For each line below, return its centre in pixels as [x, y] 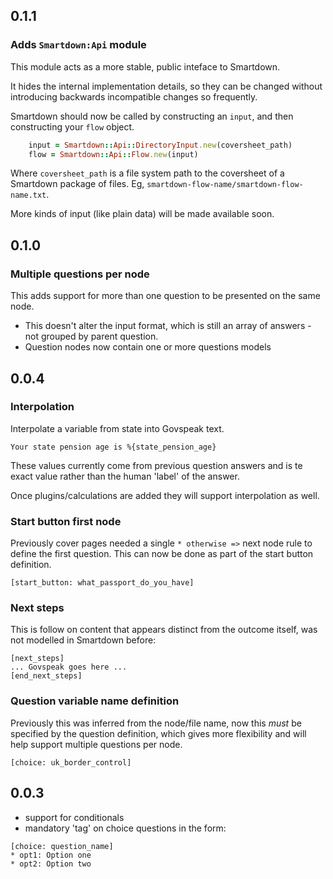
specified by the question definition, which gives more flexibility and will [158, 733]
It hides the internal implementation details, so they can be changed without [166, 86]
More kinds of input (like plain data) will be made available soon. [142, 214]
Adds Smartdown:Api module [78, 45]
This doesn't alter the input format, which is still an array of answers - [168, 326]
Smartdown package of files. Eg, [77, 184]
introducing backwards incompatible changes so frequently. [134, 96]
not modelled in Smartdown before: [83, 640]
